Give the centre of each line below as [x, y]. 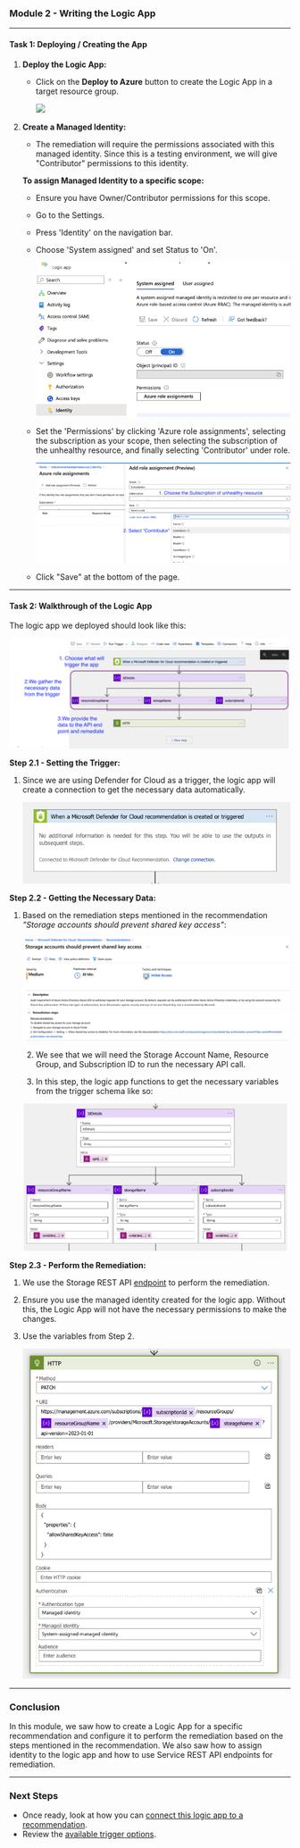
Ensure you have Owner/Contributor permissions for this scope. [153, 197]
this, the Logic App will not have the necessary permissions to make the [154, 1309]
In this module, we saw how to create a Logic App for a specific [126, 1726]
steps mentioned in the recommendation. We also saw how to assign [136, 1745]
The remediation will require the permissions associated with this [155, 144]
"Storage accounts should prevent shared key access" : [124, 925]
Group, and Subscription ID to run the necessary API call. [141, 1065]
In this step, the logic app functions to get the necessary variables [157, 1082]
